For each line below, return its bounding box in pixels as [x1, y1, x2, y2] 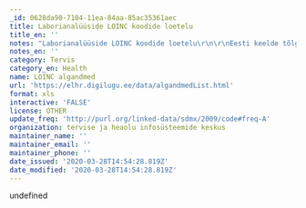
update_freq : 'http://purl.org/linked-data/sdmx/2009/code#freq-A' [9, 114, 271, 124]
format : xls [9, 89, 55, 98]
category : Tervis [9, 55, 76, 64]
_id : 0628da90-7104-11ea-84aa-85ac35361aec [9, 13, 178, 23]
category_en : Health [9, 64, 88, 74]
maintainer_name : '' [9, 132, 88, 141]
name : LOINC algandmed [9, 73, 96, 82]
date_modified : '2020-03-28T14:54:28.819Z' [9, 165, 178, 174]
